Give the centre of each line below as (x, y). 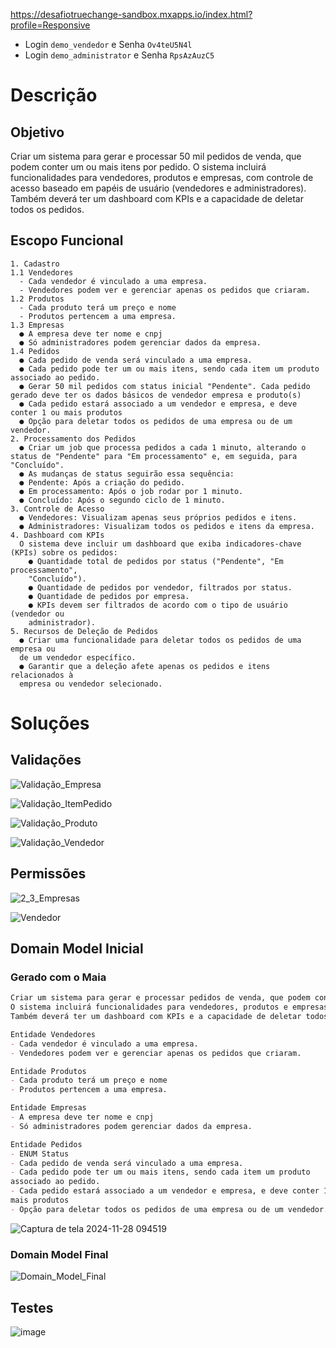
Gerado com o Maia (58, 977)
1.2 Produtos (37, 299)
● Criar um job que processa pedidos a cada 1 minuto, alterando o (163, 447)
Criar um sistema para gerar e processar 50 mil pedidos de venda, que (156, 156)
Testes (32, 1307)
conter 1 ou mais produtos (66, 412)
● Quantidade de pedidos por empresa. (109, 596)
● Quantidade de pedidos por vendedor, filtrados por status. (160, 587)
